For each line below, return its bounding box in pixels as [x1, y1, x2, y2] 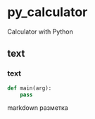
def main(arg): [7, 85, 52, 92]
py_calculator [7, 4, 88, 20]
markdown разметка [7, 104, 68, 112]
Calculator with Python [7, 27, 74, 36]
